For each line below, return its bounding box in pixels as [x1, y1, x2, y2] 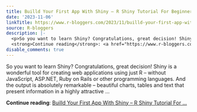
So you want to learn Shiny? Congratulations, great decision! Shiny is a [6, 63, 177, 70]
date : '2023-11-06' [6, 14, 54, 20]
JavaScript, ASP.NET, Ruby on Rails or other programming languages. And [6, 75, 186, 82]
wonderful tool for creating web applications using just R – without [6, 69, 166, 76]
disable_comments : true [6, 47, 64, 53]
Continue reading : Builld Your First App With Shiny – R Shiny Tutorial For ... [6, 99, 188, 106]
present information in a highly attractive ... [6, 87, 110, 94]
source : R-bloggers [6, 25, 54, 31]
